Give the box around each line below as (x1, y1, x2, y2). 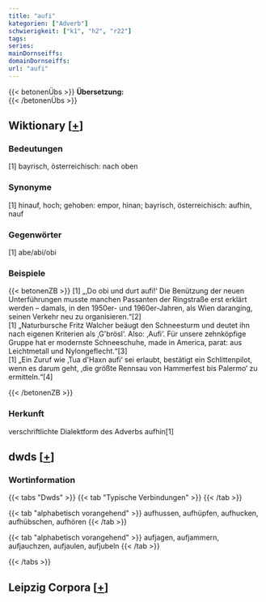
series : (8, 42, 35, 50)
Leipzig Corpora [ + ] (8, 580, 109, 594)
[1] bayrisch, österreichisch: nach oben (8, 161, 139, 171)
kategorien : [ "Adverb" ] (8, 19, 89, 28)
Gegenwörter (8, 228, 62, 240)
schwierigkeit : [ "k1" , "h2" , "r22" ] (8, 27, 132, 35)
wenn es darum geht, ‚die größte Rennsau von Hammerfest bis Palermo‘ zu (8, 364, 258, 374)
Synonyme (8, 181, 53, 193)
